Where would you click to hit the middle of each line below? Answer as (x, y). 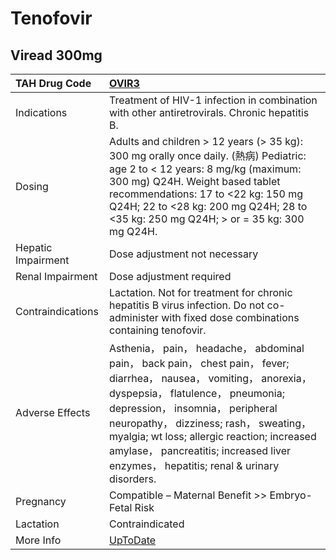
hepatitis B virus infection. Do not (186, 305)
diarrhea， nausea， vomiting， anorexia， (210, 378)
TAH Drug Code (53, 83)
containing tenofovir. (157, 330)
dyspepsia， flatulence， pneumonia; (196, 393)
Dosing (32, 186)
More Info (38, 540)
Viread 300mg (56, 55)
